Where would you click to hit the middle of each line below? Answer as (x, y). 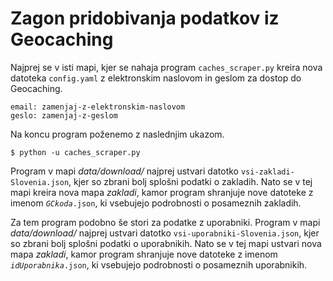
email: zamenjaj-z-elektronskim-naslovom (98, 107)
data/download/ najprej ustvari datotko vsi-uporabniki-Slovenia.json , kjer (165, 233)
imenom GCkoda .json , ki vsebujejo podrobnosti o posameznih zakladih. (156, 203)
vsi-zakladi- (267, 172)
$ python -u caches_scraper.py (75, 152)
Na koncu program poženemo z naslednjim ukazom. (117, 134)
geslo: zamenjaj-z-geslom (64, 115)
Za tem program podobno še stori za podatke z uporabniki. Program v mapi (165, 222)
